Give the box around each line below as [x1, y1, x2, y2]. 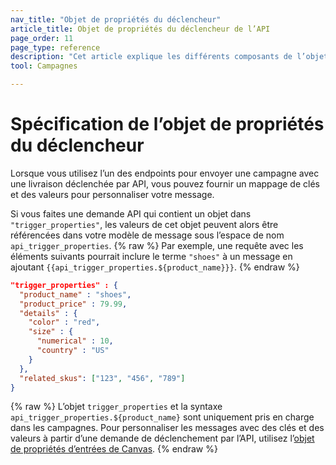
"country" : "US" [36, 346, 110, 356]
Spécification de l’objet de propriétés [10, 113, 325, 136]
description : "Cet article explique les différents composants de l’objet [10, 52, 329, 62]
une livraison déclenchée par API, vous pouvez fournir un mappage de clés [10, 177, 320, 190]
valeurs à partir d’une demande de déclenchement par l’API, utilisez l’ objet [10, 432, 315, 445]
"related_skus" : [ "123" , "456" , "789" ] [19, 373, 186, 383]
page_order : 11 [10, 33, 74, 43]
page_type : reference [10, 42, 101, 53]
